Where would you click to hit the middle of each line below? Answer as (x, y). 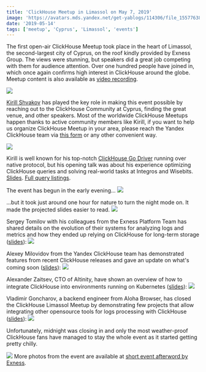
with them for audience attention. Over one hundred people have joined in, (100, 66)
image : (15, 18)
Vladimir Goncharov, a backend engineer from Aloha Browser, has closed (99, 298)
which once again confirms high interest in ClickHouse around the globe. (98, 73)
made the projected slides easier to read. (58, 210)
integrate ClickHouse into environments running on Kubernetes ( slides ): (97, 287)
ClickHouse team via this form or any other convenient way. (82, 135)
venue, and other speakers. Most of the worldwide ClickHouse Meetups (97, 116)
